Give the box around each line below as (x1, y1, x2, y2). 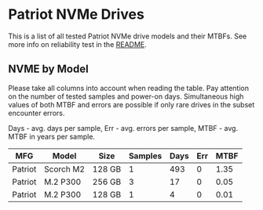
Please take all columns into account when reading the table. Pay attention (8, 83, 250, 92)
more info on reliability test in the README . (8, 39, 147, 49)
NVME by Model (8, 63, 89, 76)
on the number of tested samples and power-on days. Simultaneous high (8, 92, 244, 101)
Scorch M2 (44, 163, 85, 174)
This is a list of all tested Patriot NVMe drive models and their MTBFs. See (8, 31, 247, 41)
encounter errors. (8, 108, 65, 118)
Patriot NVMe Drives (8, 5, 145, 24)
